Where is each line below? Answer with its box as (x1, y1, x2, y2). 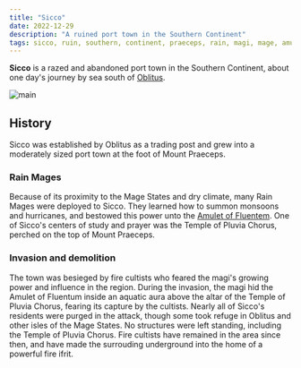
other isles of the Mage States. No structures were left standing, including (9, 320, 282, 330)
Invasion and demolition (9, 252, 116, 264)
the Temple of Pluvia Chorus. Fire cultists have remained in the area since (9, 329, 281, 340)
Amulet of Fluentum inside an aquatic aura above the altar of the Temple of (9, 291, 286, 302)
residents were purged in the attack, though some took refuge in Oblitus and (9, 310, 291, 321)
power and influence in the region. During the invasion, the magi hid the (9, 281, 274, 292)
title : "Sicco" (9, 13, 66, 22)
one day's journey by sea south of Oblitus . (9, 73, 166, 83)
